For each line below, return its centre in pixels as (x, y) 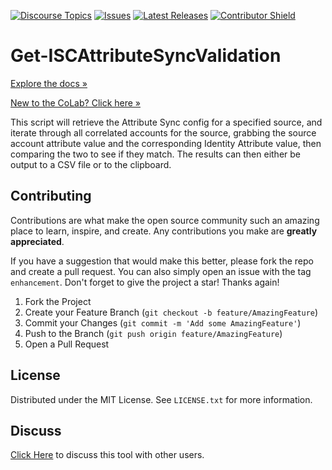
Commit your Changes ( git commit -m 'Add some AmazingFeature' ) (163, 322)
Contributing (51, 196)
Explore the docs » (49, 83)
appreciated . (37, 241)
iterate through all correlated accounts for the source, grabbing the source (163, 132)
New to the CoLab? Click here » (76, 102)
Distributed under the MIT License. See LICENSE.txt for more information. (161, 399)
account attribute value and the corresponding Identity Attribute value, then (166, 143)
